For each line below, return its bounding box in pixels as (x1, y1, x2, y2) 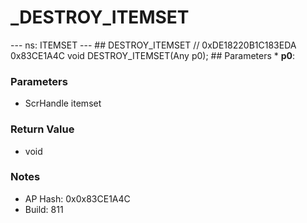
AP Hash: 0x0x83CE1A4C (24, 192, 131, 205)
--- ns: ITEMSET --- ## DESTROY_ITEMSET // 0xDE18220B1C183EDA (10, 39, 297, 51)
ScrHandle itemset (24, 97, 102, 110)
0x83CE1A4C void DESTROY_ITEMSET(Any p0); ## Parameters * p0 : (10, 49, 296, 61)
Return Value (10, 122, 75, 136)
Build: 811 (24, 203, 64, 215)
